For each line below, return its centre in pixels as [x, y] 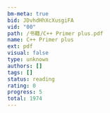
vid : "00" [22, 27]
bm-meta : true [28, 14]
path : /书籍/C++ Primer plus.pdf [55, 33]
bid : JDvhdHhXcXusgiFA [41, 20]
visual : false [28, 53]
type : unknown [28, 60]
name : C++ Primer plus [41, 40]
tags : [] [20, 72]
